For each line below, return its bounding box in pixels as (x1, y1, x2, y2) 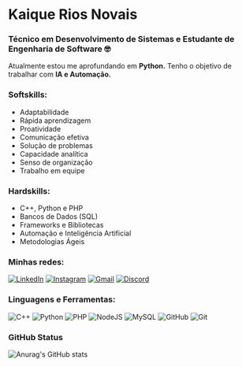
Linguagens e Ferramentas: (8, 294, 116, 305)
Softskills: (8, 89, 48, 100)
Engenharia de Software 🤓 (8, 43, 111, 54)
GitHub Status (8, 332, 63, 343)
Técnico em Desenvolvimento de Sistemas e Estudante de (8, 34, 235, 45)
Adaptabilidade (19, 107, 69, 117)
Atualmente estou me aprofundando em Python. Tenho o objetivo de (8, 61, 233, 71)
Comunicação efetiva (19, 132, 89, 142)
